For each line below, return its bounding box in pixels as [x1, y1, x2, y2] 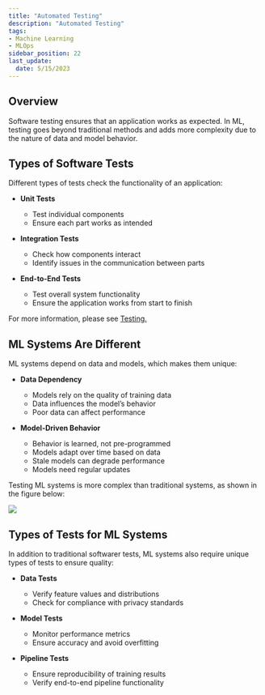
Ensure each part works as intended [32, 218, 154, 228]
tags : [8, 27, 27, 35]
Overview [8, 95, 59, 109]
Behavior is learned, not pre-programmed [32, 439, 171, 449]
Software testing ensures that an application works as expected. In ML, [8, 116, 245, 126]
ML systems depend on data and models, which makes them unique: [8, 359, 238, 369]
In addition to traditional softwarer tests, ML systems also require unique [8, 549, 249, 559]
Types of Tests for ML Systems [8, 527, 168, 541]
